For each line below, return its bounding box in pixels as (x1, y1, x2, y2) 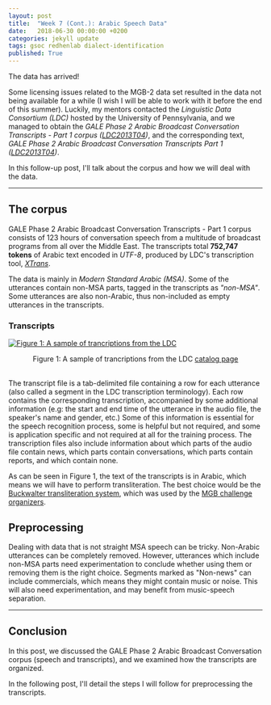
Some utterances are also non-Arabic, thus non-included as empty (8, 291, 231, 301)
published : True (8, 49, 63, 57)
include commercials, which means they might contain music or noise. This (8, 576, 258, 586)
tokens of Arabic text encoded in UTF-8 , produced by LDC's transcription (8, 250, 254, 260)
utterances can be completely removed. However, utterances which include (8, 551, 260, 560)
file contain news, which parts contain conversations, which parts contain (8, 447, 253, 457)
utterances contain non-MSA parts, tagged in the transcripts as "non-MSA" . (8, 282, 261, 292)
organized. (8, 663, 44, 673)
